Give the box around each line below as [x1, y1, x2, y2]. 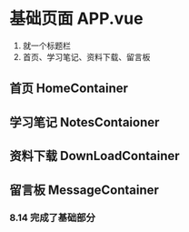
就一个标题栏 [22, 40, 71, 51]
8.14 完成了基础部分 [9, 211, 95, 224]
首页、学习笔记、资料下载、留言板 [22, 51, 151, 62]
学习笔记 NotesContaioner [9, 115, 160, 130]
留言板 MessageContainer [9, 182, 159, 197]
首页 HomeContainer [9, 81, 129, 96]
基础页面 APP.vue [9, 8, 144, 29]
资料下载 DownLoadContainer [9, 148, 180, 164]
